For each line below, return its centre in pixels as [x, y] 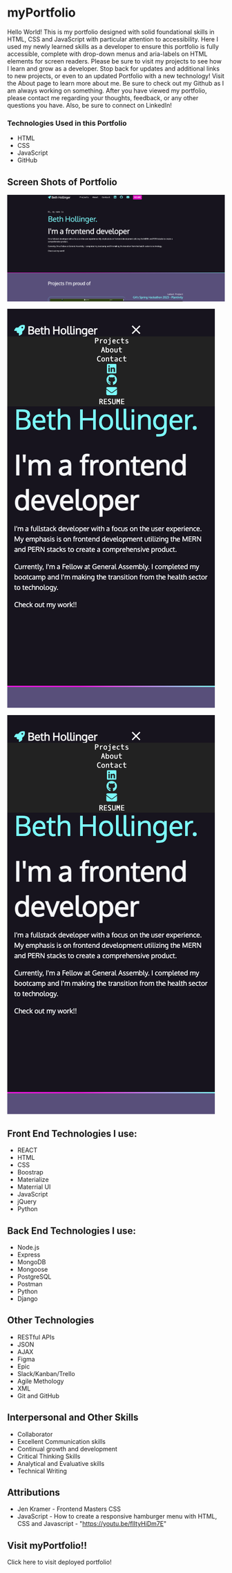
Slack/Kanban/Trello [46, 1373]
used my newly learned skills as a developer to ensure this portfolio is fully [113, 46]
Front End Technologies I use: [72, 1133]
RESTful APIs [36, 1337]
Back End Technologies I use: [71, 1231]
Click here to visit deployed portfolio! [59, 1562]
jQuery [27, 1202]
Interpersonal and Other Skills [73, 1418]
